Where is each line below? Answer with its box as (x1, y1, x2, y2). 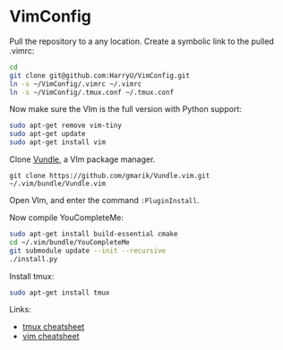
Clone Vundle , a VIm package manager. (9, 154, 156, 165)
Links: (9, 304, 31, 315)
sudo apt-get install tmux (9, 288, 110, 297)
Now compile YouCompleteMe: (9, 212, 124, 223)
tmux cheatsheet (21, 321, 85, 332)
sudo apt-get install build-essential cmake (9, 230, 178, 239)
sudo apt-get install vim (9, 138, 106, 147)
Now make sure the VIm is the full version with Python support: (9, 104, 242, 115)
